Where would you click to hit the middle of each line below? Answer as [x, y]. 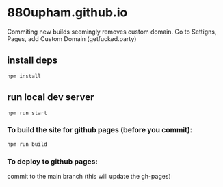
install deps [32, 61]
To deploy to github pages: [52, 161]
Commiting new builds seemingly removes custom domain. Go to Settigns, [112, 32]
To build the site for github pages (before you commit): [100, 130]
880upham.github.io [67, 13]
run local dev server [51, 97]
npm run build [27, 144]
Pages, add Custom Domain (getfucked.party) [72, 38]
